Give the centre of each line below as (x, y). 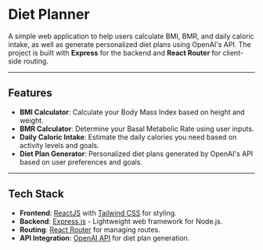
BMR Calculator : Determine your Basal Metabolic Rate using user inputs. (137, 129)
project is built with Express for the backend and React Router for (115, 53)
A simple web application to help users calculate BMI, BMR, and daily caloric (131, 36)
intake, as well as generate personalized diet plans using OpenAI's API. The (130, 44)
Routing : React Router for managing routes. (90, 230)
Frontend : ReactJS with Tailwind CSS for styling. (98, 212)
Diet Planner (49, 14)
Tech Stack (36, 194)
